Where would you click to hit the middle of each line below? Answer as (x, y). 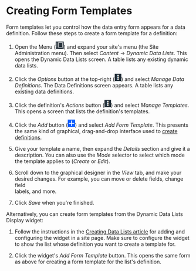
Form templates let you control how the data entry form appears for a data (96, 27)
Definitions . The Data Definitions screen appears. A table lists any (94, 85)
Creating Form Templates (69, 11)
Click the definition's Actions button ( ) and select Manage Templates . (102, 105)
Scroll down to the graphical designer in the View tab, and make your (98, 172)
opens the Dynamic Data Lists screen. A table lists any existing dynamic (102, 59)
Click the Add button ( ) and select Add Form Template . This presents (102, 125)
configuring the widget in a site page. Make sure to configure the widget (102, 238)
